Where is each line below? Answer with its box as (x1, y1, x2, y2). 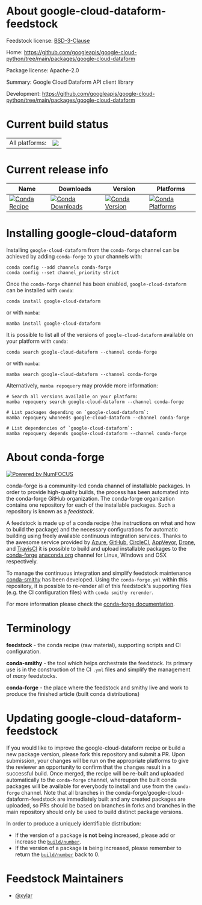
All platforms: (9, 139, 47, 147)
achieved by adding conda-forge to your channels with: (6, 252, 142, 260)
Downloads (58, 184, 92, 193)
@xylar (14, 892, 33, 899)
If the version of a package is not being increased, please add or (14, 831, 176, 839)
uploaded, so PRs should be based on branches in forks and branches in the (6, 801, 196, 809)
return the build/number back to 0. (14, 851, 100, 858)
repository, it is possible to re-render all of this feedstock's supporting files (6, 582, 191, 589)
